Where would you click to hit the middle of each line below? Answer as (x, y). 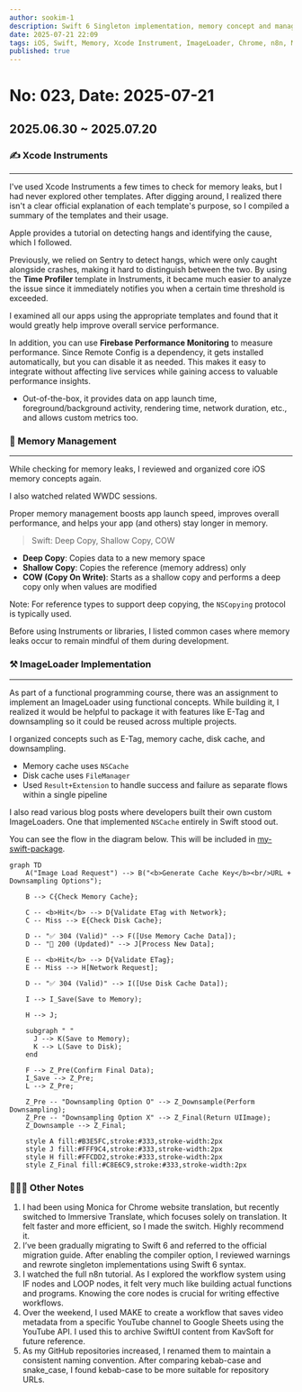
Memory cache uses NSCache (75, 765)
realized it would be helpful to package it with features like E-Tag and (137, 711)
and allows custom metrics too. (80, 417)
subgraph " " (50, 1030)
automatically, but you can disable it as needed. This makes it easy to (138, 362)
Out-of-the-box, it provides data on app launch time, (120, 398)
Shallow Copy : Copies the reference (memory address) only (134, 568)
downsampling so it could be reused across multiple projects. (123, 721)
